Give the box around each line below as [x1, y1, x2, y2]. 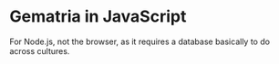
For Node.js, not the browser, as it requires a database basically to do [9, 36, 271, 47]
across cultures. [9, 45, 70, 56]
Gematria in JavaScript [9, 6, 187, 27]
